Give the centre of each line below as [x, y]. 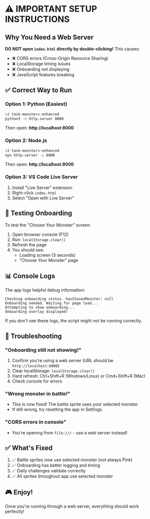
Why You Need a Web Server [49, 37]
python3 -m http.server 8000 [34, 119]
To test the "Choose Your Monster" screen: [48, 225]
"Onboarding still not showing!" [43, 350]
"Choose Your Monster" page [49, 260]
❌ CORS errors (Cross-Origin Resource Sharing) [60, 58]
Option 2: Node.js [26, 140]
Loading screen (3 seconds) [47, 255]
